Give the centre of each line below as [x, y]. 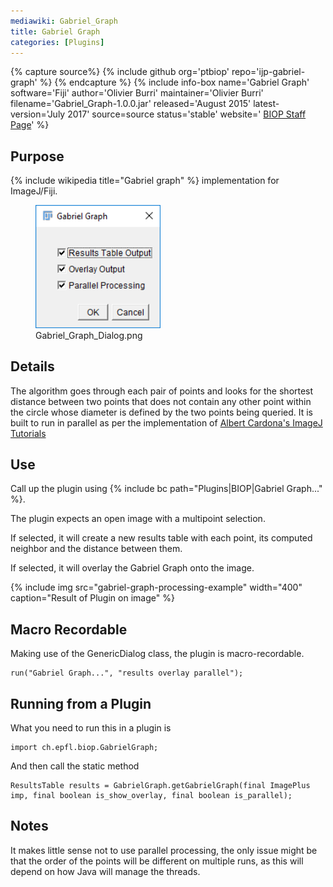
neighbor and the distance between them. [96, 549]
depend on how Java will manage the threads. [105, 871]
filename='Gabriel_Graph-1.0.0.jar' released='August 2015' [131, 104]
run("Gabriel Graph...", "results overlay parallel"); [127, 673]
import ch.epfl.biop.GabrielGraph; [84, 748]
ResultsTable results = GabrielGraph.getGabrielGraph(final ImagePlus [160, 786]
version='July [38, 114]
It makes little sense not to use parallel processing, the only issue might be [164, 850]
